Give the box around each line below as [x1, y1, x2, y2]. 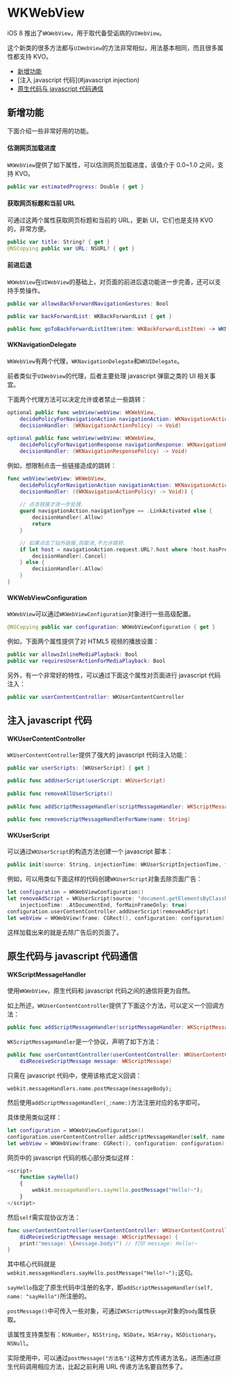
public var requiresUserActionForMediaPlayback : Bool [7, 657, 166, 664]
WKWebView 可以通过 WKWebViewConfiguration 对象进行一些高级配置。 [7, 610, 195, 618]
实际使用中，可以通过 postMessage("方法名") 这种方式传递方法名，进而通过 [7, 1354, 216, 1362]
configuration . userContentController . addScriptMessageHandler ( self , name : [7, 1133, 228, 1140]
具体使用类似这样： [7, 1112, 62, 1122]
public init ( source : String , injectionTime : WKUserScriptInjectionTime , [7, 861, 222, 868]
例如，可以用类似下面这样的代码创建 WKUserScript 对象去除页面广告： [7, 875, 202, 883]
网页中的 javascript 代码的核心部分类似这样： [7, 1154, 136, 1162]
